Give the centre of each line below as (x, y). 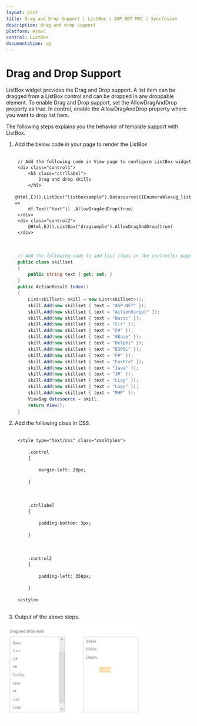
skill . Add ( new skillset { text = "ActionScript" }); (94, 312)
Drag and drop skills (65, 179)
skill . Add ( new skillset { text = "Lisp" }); (84, 380)
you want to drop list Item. (38, 115)
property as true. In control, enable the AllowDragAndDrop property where (96, 109)
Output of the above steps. (47, 617)
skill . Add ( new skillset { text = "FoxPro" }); (86, 362)
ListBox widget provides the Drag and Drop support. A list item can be (91, 90)
